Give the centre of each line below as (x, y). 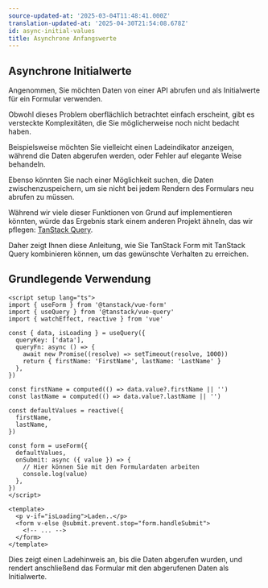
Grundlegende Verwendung (80, 279)
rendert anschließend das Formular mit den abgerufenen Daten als (119, 568)
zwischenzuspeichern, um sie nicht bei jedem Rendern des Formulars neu (131, 188)
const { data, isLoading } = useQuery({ (77, 333)
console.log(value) (56, 474)
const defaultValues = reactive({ (66, 410)
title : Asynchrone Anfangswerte (62, 38)
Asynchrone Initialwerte (70, 70)
